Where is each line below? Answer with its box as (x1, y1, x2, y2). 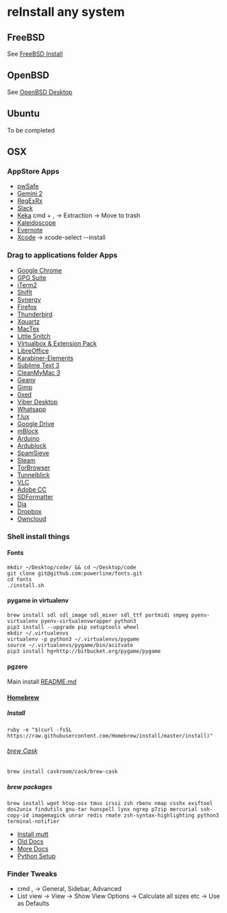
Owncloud (16, 514, 47, 522)
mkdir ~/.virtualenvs (7, 630, 69, 637)
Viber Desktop (16, 397, 58, 406)
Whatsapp (16, 405, 47, 413)
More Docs (16, 844, 49, 852)
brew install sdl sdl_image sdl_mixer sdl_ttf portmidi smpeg (7, 611, 189, 619)
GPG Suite (16, 273, 47, 282)
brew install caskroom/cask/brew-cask (7, 768, 118, 775)
